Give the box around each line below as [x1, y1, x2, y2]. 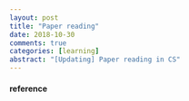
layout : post [9, 13, 59, 23]
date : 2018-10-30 [9, 30, 75, 39]
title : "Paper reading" [9, 22, 100, 31]
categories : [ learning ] [9, 47, 100, 56]
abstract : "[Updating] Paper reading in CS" [9, 55, 181, 64]
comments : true [9, 38, 67, 48]
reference [9, 83, 48, 94]
